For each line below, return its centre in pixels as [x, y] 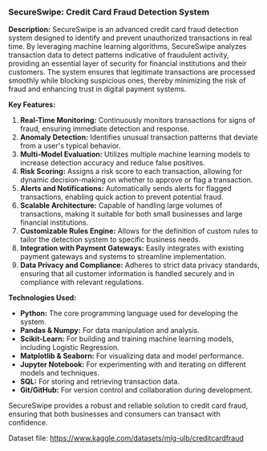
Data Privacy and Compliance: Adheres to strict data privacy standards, [140, 265]
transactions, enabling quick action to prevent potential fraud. [121, 197]
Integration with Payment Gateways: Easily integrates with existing [132, 248]
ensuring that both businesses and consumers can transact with [114, 414]
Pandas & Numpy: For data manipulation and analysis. [109, 331]
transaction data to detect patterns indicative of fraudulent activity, [119, 55]
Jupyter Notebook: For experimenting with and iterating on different [133, 364]
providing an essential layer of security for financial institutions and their [127, 63]
